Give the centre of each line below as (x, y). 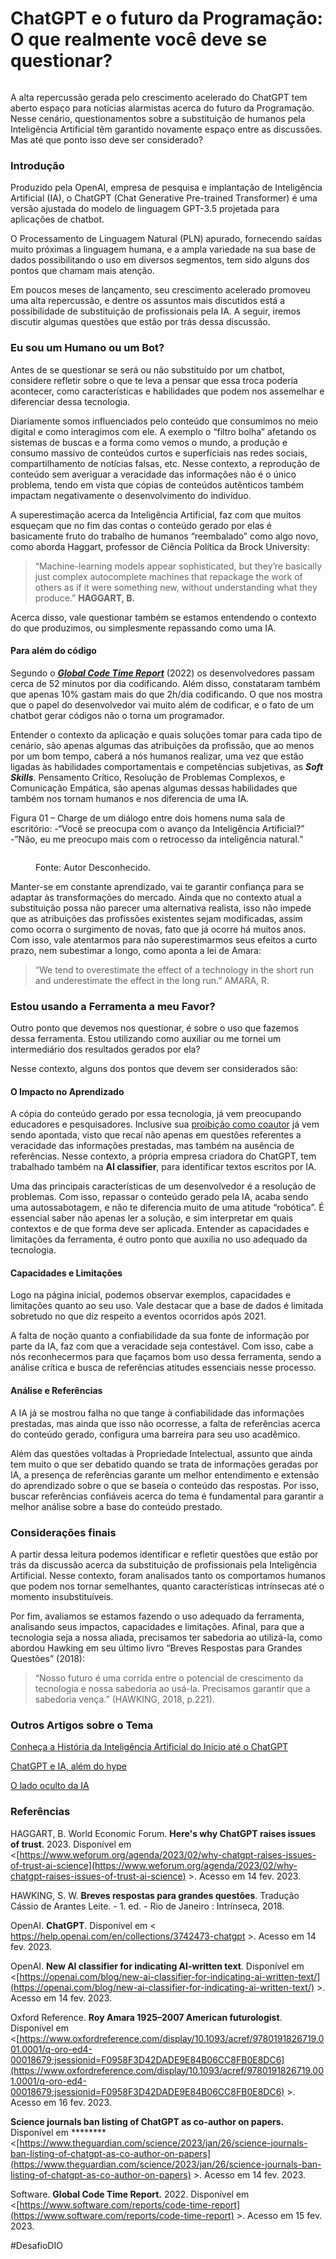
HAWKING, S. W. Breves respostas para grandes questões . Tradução (155, 1895)
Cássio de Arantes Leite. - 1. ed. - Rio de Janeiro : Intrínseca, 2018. (147, 1906)
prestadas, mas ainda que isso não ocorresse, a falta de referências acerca (165, 1423)
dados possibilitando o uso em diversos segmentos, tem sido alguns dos (160, 260)
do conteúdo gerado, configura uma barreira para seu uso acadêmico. (155, 1434)
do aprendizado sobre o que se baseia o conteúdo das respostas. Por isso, (165, 1485)
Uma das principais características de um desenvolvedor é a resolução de (163, 1186)
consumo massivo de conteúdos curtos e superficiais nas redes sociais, (159, 453)
